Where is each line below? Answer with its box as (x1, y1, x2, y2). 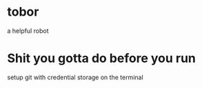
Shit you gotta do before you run (7, 50, 196, 66)
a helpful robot (7, 27, 49, 35)
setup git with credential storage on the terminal (7, 73, 143, 81)
